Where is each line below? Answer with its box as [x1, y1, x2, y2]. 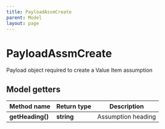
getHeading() [9, 113, 49, 121]
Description [109, 102, 144, 111]
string [56, 113, 74, 121]
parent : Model [6, 15, 42, 21]
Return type [56, 102, 92, 111]
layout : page [6, 20, 39, 26]
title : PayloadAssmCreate [6, 9, 72, 15]
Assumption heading [96, 113, 157, 121]
